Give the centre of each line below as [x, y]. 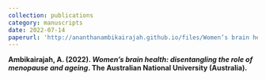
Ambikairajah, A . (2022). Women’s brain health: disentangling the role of [131, 60]
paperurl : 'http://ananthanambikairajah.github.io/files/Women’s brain [129, 37]
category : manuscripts [46, 23]
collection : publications [51, 15]
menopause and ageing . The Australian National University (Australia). [128, 68]
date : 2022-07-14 [37, 30]
